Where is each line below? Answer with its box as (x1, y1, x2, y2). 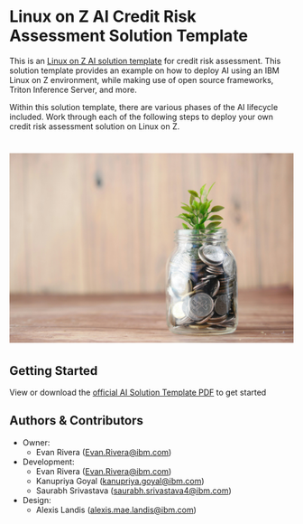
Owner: (22, 436, 50, 448)
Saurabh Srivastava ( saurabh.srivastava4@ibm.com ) (35, 485, 232, 496)
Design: (22, 494, 51, 505)
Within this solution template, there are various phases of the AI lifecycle (9, 101, 279, 112)
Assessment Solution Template (9, 25, 249, 46)
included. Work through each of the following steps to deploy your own (9, 111, 273, 122)
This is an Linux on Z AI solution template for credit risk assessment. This (9, 55, 281, 66)
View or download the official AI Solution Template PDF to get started (9, 387, 267, 398)
